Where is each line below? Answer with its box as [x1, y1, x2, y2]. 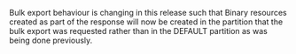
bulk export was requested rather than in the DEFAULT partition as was [9, 26, 268, 36]
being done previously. [9, 35, 93, 45]
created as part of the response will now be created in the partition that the [9, 17, 284, 27]
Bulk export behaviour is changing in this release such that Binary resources [9, 8, 287, 17]
